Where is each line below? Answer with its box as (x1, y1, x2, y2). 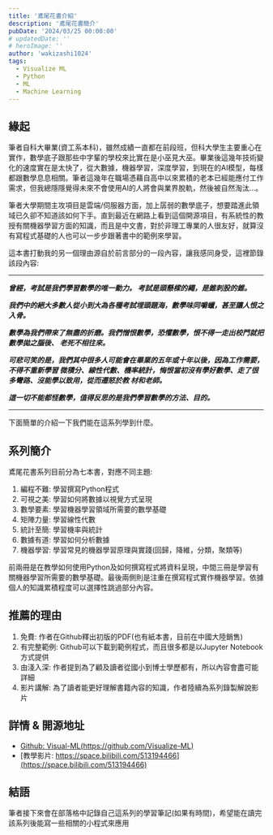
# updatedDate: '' (8, 34, 70, 43)
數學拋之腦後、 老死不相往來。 (8, 338, 110, 348)
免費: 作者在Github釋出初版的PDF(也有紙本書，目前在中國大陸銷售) (19, 631, 243, 642)
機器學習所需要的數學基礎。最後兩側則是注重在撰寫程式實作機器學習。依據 (15, 573, 264, 582)
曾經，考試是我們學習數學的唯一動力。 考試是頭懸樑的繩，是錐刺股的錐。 (8, 283, 252, 293)
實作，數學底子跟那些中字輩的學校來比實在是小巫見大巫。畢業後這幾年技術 (8, 153, 257, 162)
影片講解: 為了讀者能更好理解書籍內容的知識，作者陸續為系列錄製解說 (19, 682, 252, 692)
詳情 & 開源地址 (8, 719, 85, 733)
